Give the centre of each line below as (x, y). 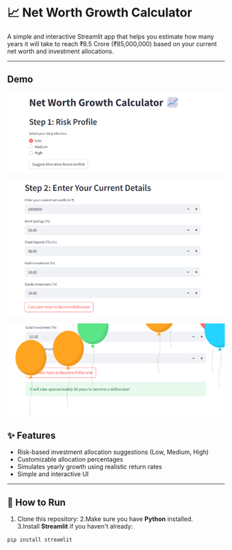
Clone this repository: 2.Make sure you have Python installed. (105, 519)
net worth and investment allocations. (60, 51)
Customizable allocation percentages (70, 459)
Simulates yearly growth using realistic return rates (89, 467)
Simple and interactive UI (53, 474)
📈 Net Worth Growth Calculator (100, 13)
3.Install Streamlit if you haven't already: (75, 527)
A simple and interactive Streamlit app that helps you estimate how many (110, 36)
